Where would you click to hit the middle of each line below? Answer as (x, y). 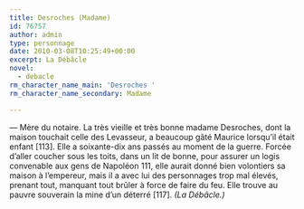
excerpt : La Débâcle (48, 60)
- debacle (36, 77)
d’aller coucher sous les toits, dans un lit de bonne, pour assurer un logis (145, 156)
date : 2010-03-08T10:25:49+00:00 (72, 52)
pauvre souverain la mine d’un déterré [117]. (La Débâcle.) (117, 195)
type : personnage (42, 43)
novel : (22, 69)
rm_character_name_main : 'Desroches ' (82, 85)
